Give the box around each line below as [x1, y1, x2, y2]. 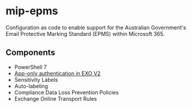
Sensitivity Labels [14, 76, 58, 83]
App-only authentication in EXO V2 [14, 70, 101, 77]
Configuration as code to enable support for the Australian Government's [5, 24, 187, 31]
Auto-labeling [14, 82, 49, 90]
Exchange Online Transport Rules [14, 95, 97, 102]
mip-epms [5, 4, 58, 18]
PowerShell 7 [14, 63, 47, 70]
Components [5, 48, 55, 58]
